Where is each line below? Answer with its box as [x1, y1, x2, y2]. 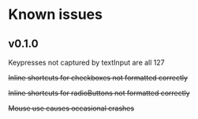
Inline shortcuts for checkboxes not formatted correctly [8, 73, 188, 82]
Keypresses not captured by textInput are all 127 [8, 58, 165, 67]
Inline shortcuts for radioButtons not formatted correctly [8, 88, 191, 98]
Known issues [8, 6, 103, 24]
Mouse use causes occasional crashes [8, 104, 135, 113]
